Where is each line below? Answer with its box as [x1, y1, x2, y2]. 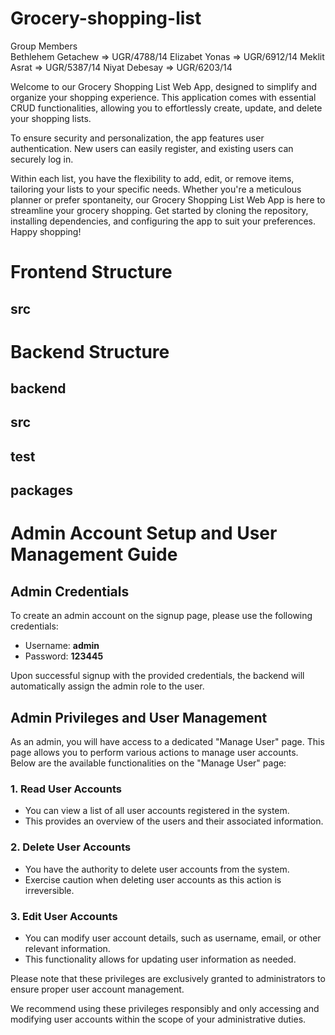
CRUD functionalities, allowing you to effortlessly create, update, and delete [10, 102, 323, 114]
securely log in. [10, 153, 74, 165]
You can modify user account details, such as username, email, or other [24, 932, 322, 944]
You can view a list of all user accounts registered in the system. [24, 805, 290, 817]
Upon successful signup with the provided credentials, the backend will [10, 670, 305, 682]
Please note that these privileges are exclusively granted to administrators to [10, 972, 326, 984]
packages [10, 482, 73, 499]
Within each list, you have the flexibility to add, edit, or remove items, [10, 172, 295, 184]
